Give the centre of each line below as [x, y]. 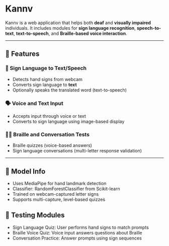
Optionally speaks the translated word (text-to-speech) [70, 90]
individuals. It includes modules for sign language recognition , [70, 28]
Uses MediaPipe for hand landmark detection [59, 184]
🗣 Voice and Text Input [34, 103]
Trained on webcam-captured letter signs [56, 194]
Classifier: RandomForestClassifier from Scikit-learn [66, 189]
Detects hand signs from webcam [48, 79]
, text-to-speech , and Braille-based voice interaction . [70, 33]
